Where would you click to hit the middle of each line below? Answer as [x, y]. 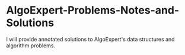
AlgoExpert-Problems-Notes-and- [93, 10]
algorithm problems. [31, 46]
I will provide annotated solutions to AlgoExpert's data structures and [90, 39]
